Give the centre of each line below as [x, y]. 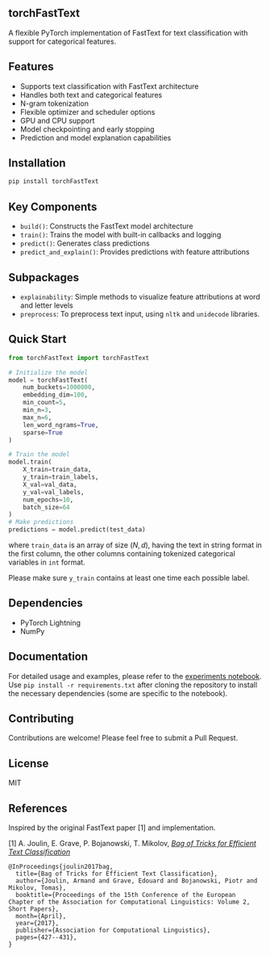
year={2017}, [37, 924]
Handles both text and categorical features [91, 94]
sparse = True [43, 432]
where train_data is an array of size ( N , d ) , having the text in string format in [135, 545]
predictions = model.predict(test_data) [77, 530]
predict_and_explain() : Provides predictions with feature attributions [135, 252]
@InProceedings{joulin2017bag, [61, 867]
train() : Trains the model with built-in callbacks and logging [120, 235]
